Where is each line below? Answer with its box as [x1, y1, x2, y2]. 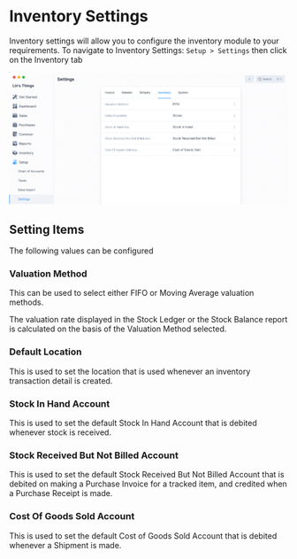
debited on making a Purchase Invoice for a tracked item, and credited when [9, 478, 287, 489]
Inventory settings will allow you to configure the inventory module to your [9, 35, 280, 46]
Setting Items [9, 221, 85, 237]
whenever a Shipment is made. [9, 540, 122, 550]
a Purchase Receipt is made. [9, 488, 113, 499]
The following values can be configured [9, 245, 154, 256]
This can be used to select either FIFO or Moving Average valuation [9, 288, 255, 299]
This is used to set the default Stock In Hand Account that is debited [9, 418, 258, 429]
